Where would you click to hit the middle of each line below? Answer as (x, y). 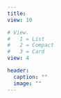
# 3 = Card (26, 52)
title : (17, 13)
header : (18, 70)
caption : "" (31, 77)
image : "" (27, 84)
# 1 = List (26, 39)
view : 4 (18, 58)
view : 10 (20, 20)
